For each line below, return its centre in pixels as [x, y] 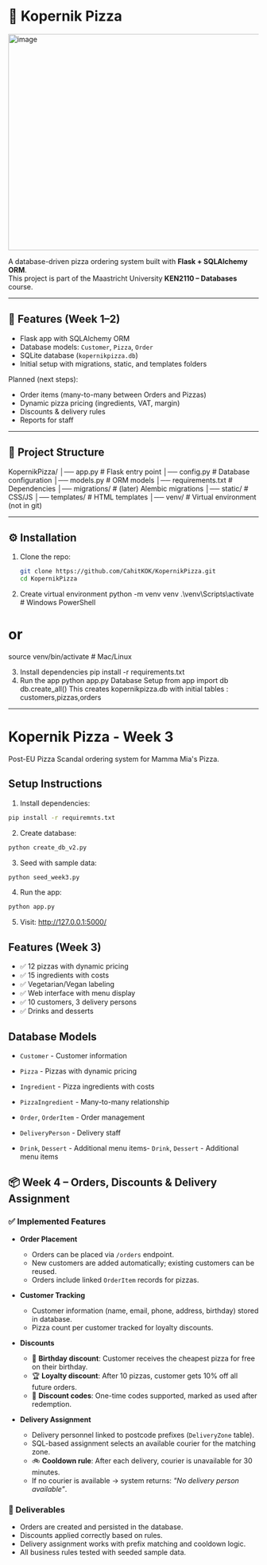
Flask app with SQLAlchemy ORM [75, 338]
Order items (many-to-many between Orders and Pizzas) [113, 394]
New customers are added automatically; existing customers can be [143, 1263]
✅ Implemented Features [57, 1221]
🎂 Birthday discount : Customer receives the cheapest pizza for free [143, 1358]
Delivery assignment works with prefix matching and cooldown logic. [133, 1544]
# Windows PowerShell [58, 603]
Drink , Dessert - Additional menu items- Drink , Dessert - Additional [129, 1148]
